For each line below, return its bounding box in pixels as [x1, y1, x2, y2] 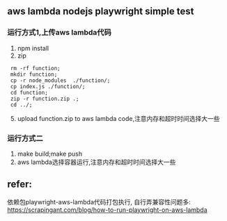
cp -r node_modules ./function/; [10, 76, 111, 84]
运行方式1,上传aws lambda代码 [7, 28, 111, 38]
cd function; [10, 89, 49, 96]
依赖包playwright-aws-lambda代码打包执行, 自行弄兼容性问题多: [7, 197, 191, 206]
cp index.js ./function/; [10, 83, 86, 90]
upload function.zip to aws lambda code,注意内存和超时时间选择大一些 [17, 114, 221, 122]
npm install [17, 44, 49, 52]
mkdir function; [10, 71, 58, 78]
